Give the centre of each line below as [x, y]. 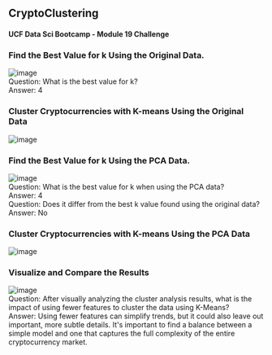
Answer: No [28, 213]
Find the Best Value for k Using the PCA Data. [99, 160]
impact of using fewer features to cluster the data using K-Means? [119, 308]
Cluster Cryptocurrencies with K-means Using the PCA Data [129, 234]
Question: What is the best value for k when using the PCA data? [117, 186]
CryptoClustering [54, 13]
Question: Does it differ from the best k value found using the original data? [134, 204]
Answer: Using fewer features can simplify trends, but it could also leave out [136, 316]
